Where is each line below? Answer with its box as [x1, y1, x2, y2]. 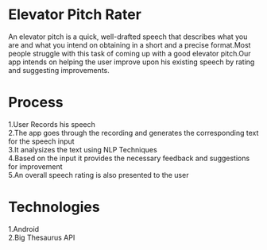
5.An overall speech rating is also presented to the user [8, 170, 189, 179]
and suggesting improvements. [8, 65, 110, 75]
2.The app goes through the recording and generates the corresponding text [8, 128, 259, 137]
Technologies [8, 198, 101, 216]
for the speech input [8, 137, 75, 146]
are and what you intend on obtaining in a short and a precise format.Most [8, 40, 251, 49]
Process [8, 94, 64, 112]
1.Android [8, 224, 40, 233]
